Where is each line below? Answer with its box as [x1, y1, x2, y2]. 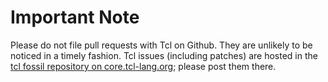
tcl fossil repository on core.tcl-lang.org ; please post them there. [10, 60, 277, 72]
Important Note [10, 6, 140, 29]
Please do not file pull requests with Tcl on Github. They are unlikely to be [10, 39, 313, 51]
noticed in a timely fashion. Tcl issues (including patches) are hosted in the [10, 49, 318, 61]
